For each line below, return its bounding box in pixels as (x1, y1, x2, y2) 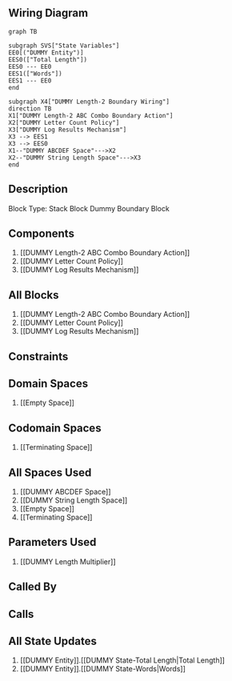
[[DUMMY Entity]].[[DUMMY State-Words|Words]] (19, 664, 186, 674)
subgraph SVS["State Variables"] (8, 42, 120, 50)
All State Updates (8, 635, 98, 648)
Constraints (8, 350, 69, 363)
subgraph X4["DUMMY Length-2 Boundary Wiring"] (8, 98, 170, 106)
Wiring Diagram (8, 6, 89, 20)
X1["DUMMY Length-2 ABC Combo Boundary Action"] (8, 111, 174, 119)
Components (8, 227, 74, 241)
